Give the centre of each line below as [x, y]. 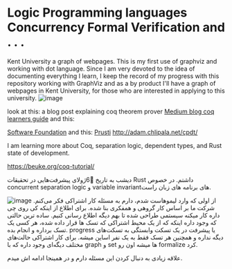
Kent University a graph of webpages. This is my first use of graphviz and [112, 61]
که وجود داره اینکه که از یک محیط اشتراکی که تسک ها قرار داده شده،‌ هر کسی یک [112, 222]
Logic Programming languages [97, 13]
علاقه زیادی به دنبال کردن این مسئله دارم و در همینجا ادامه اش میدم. [95, 258]
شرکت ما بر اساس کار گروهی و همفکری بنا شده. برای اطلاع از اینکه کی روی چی [111, 207]
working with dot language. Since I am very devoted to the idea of [101, 68]
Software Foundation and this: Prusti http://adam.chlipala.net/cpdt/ [102, 132]
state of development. [38, 153]
